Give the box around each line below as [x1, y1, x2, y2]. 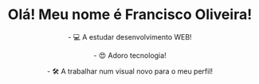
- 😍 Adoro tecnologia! [93, 50, 167, 60]
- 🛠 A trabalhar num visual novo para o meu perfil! [46, 66, 214, 76]
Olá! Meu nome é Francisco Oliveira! [7, 6, 253, 24]
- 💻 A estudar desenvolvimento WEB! [67, 32, 193, 41]
